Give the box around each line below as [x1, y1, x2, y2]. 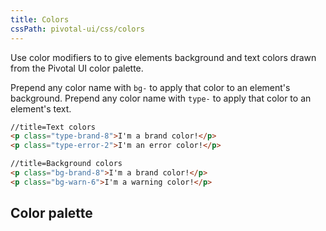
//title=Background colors [10, 159, 123, 169]
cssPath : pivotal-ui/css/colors [10, 24, 145, 34]
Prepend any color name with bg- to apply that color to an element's [10, 81, 291, 93]
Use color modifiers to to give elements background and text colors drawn [10, 51, 317, 63]
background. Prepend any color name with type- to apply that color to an [10, 92, 312, 104]
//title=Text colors [10, 122, 97, 132]
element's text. [10, 102, 72, 115]
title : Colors [10, 14, 70, 25]
